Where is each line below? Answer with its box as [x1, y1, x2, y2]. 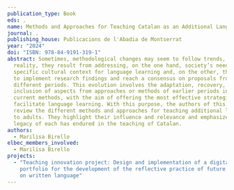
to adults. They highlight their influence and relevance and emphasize [13, 113, 229, 120]
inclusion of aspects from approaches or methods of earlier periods [13, 88, 219, 95]
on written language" [19, 172, 82, 179]
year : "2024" [7, 42, 45, 49]
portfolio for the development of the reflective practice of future [19, 165, 226, 173]
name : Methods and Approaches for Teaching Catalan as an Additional [7, 23, 214, 30]
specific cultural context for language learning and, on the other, [13, 68, 219, 75]
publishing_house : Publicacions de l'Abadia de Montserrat [7, 36, 182, 43]
